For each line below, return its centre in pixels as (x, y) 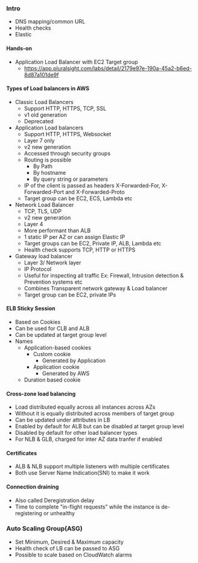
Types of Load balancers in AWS (48, 88)
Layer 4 (34, 224)
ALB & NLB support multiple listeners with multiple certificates (92, 466)
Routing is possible (47, 160)
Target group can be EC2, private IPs (70, 295)
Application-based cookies (58, 347)
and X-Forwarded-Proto (95, 192)
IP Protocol (38, 269)
